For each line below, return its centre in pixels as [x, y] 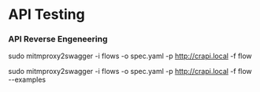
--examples [27, 79]
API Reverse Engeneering [58, 39]
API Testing [46, 15]
